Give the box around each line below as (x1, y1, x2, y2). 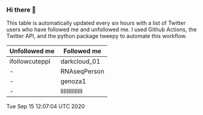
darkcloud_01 (60, 57, 101, 66)
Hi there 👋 (6, 6, 37, 14)
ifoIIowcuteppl (9, 57, 51, 66)
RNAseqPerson (60, 67, 105, 76)
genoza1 (60, 77, 86, 86)
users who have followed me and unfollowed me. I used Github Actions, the (6, 26, 197, 33)
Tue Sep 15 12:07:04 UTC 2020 (6, 103, 85, 110)
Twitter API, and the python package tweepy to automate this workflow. (6, 32, 187, 40)
